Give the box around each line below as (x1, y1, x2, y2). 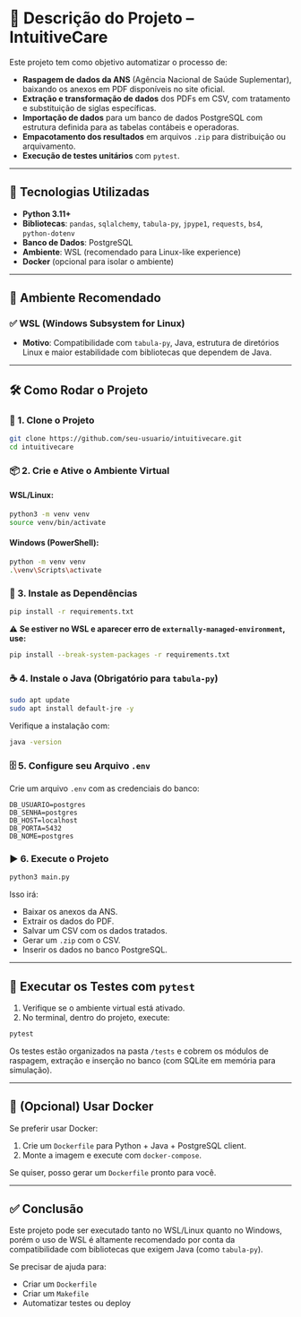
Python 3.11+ (21, 208, 72, 219)
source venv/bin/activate (9, 518, 106, 527)
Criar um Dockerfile (21, 1278, 97, 1289)
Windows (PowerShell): (9, 538, 99, 548)
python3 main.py (9, 873, 70, 882)
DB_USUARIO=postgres (9, 800, 87, 809)
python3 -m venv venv (9, 510, 90, 519)
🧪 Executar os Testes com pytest (9, 978, 195, 994)
